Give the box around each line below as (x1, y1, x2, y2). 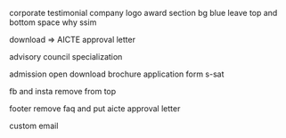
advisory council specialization (9, 52, 123, 61)
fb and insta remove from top (9, 86, 117, 96)
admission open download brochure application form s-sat (9, 69, 225, 79)
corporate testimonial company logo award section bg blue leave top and (9, 8, 278, 18)
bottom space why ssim (9, 17, 97, 28)
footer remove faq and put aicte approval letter (9, 103, 181, 114)
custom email (9, 120, 59, 131)
